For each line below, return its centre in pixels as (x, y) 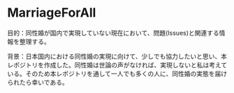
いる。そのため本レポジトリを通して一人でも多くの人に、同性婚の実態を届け (117, 74)
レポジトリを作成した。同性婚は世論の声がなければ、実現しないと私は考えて (117, 65)
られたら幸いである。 (38, 82)
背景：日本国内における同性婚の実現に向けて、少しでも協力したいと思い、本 (117, 56)
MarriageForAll (52, 13)
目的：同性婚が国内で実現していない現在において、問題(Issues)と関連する (114, 33)
